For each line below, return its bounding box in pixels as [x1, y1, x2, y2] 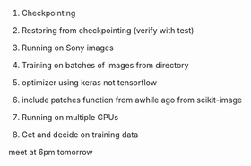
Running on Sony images [21, 42, 114, 53]
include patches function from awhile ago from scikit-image [21, 94, 243, 105]
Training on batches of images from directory [21, 60, 189, 70]
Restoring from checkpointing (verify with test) [21, 25, 195, 35]
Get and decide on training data [21, 129, 139, 140]
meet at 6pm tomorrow [8, 147, 93, 157]
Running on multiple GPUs [21, 112, 118, 122]
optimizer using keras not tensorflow [21, 77, 158, 88]
